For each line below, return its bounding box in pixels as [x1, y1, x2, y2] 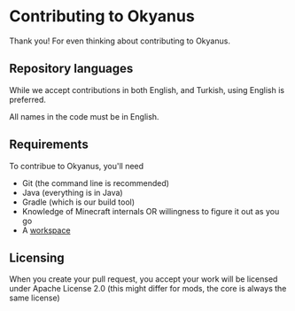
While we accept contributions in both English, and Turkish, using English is [9, 84, 285, 95]
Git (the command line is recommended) [21, 177, 170, 188]
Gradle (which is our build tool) [21, 197, 136, 207]
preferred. [9, 94, 47, 105]
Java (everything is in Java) [21, 187, 123, 198]
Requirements [9, 137, 89, 152]
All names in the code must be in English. [9, 111, 159, 121]
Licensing [9, 250, 65, 265]
